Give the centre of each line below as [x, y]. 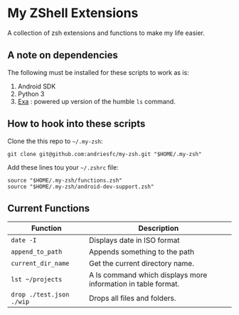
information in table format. [134, 284]
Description [159, 228]
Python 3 [31, 93]
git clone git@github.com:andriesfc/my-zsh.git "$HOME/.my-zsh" [105, 154]
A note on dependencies [63, 55]
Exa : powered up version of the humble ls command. [96, 101]
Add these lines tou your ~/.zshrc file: [63, 167]
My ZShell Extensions [73, 13]
